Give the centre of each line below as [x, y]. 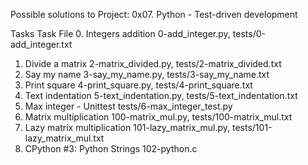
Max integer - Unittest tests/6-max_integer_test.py [128, 106]
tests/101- [252, 127]
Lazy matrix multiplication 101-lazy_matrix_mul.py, [127, 127]
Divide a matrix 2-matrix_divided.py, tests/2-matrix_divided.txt [153, 63]
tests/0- [249, 33]
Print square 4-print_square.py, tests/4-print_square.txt [138, 85]
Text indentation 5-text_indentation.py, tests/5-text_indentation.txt [161, 95]
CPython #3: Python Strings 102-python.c [111, 148]
